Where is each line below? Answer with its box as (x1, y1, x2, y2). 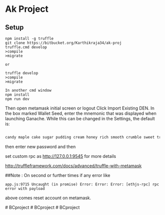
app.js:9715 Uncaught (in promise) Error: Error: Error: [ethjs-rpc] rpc (5, 181, 160, 187)
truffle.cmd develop (5, 45, 48, 50)
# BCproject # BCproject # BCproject (5, 204, 80, 210)
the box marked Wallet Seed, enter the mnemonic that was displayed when (5, 110, 157, 116)
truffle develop (5, 71, 38, 75)
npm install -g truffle (5, 36, 54, 41)
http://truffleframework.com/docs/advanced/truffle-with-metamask (5, 163, 142, 169)
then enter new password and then (5, 143, 76, 149)
